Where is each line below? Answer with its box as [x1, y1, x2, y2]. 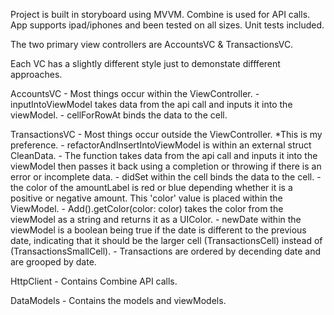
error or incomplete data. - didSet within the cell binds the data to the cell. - [10, 171, 322, 183]
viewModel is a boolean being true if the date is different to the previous [10, 224, 307, 236]
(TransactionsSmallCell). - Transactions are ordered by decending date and [10, 245, 321, 257]
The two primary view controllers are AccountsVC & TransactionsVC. [10, 39, 294, 50]
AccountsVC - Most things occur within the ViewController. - [10, 88, 260, 99]
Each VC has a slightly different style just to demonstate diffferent [10, 58, 281, 69]
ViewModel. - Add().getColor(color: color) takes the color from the [10, 203, 284, 214]
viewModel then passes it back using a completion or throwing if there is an [10, 160, 322, 172]
